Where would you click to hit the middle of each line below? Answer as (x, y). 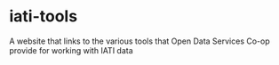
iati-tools (44, 16)
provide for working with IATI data (71, 50)
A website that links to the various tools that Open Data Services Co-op (140, 41)
